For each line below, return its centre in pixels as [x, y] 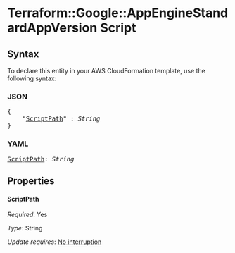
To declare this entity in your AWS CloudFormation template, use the [106, 71]
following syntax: [32, 78]
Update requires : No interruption [55, 242]
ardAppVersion [52, 28]
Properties [31, 181]
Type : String [25, 228]
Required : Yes [27, 215]
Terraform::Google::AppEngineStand [118, 13]
